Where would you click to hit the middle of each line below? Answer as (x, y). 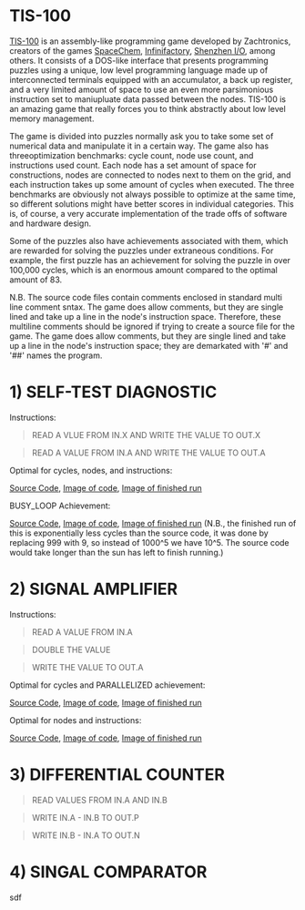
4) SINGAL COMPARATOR (108, 872)
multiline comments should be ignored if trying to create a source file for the (152, 326)
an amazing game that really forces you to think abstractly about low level (148, 108)
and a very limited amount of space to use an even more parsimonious (142, 89)
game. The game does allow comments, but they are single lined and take (148, 336)
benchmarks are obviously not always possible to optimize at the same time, (152, 194)
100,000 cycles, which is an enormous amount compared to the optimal (143, 270)
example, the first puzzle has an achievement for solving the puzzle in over (150, 260)
